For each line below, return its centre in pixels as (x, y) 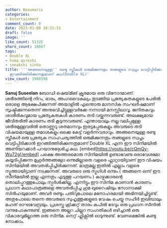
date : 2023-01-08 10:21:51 (33, 28)
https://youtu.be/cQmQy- (123, 149)
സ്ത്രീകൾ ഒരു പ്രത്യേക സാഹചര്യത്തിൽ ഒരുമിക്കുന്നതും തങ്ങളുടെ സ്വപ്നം (75, 137)
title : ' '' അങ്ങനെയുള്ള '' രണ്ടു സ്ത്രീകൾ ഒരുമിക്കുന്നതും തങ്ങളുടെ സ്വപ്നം (72, 70)
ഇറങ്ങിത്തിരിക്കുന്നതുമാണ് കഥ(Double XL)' (49, 74)
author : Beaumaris (24, 10)
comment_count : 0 (23, 24)
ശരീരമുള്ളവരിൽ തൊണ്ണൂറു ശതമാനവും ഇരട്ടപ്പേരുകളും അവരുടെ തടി (74, 126)
